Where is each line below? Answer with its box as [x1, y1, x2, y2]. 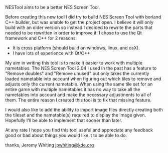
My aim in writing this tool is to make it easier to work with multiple [5, 60, 143, 65]
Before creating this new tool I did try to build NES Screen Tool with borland [5, 14, 161, 19]
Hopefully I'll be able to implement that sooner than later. [5, 117, 122, 123]
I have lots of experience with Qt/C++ [12, 50, 90, 56]
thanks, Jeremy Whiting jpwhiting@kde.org [5, 142, 94, 148]
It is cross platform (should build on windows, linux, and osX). [12, 45, 140, 50]
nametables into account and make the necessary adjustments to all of [5, 92, 151, 97]
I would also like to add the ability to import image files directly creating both [5, 107, 163, 112]
